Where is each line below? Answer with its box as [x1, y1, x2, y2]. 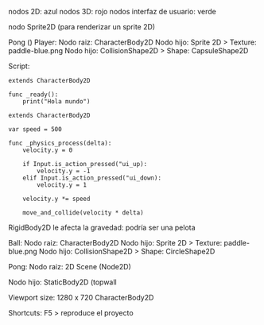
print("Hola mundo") [22, 98, 91, 106]
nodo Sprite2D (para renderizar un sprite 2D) [8, 22, 156, 31]
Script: [8, 61, 30, 71]
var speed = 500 [8, 126, 62, 133]
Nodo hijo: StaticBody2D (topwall [8, 277, 117, 287]
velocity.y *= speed [22, 195, 91, 203]
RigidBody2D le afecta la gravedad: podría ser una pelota [8, 222, 196, 232]
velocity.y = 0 [22, 146, 73, 154]
